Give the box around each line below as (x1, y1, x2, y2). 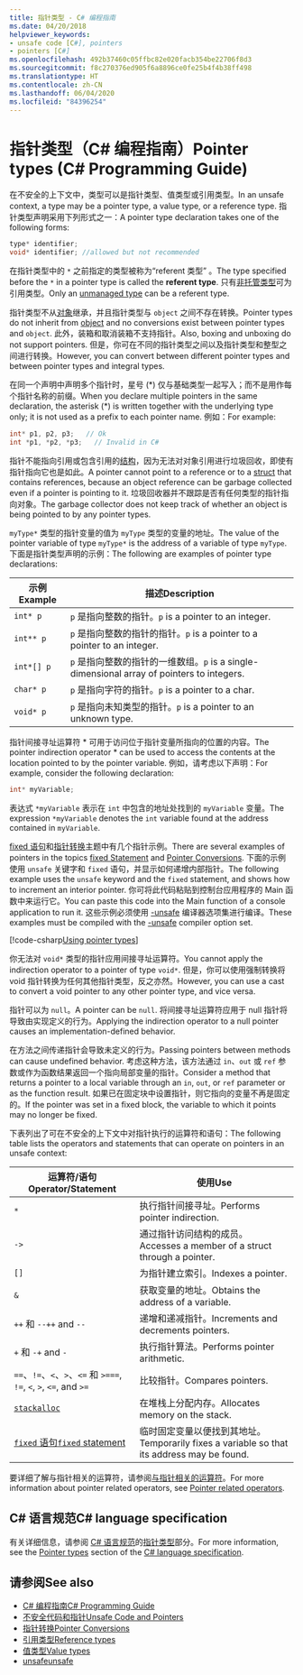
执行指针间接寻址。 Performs (139, 1199, 261, 1211)
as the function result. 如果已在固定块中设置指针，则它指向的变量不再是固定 (9, 1088, 290, 1099)
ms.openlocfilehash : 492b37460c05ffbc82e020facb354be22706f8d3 (9, 55, 252, 64)
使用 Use (197, 1176, 233, 1189)
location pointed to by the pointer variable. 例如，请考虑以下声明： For (9, 757, 269, 768)
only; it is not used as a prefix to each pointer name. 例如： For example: (9, 411, 277, 422)
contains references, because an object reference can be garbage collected (9, 476, 293, 487)
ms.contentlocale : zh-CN (9, 80, 103, 89)
